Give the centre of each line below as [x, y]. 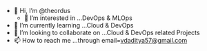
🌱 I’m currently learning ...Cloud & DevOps [73, 25]
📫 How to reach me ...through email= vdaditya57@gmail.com [100, 40]
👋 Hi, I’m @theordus [42, 11]
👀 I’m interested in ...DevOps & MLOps [78, 18]
